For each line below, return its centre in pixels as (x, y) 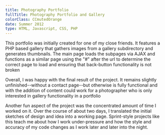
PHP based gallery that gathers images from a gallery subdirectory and (79, 49)
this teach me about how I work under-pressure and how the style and (78, 122)
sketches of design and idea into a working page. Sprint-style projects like (82, 116)
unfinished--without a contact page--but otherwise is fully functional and (81, 85)
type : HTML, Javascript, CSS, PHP (42, 29)
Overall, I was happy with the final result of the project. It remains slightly (81, 80)
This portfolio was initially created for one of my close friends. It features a (83, 43)
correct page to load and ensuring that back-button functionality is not (78, 65)
